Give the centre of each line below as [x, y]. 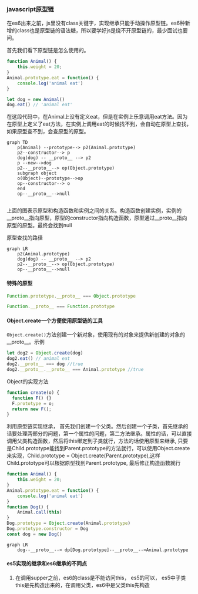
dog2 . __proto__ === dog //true [45, 364]
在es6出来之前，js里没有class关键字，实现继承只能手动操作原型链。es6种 [96, 23]
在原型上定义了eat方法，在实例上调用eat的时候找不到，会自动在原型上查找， [99, 124]
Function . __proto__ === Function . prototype [61, 306]
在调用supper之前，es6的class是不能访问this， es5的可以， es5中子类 [100, 578]
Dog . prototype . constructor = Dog [48, 529]
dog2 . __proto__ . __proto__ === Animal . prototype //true [75, 370]
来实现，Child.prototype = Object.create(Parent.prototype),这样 [83, 455]
